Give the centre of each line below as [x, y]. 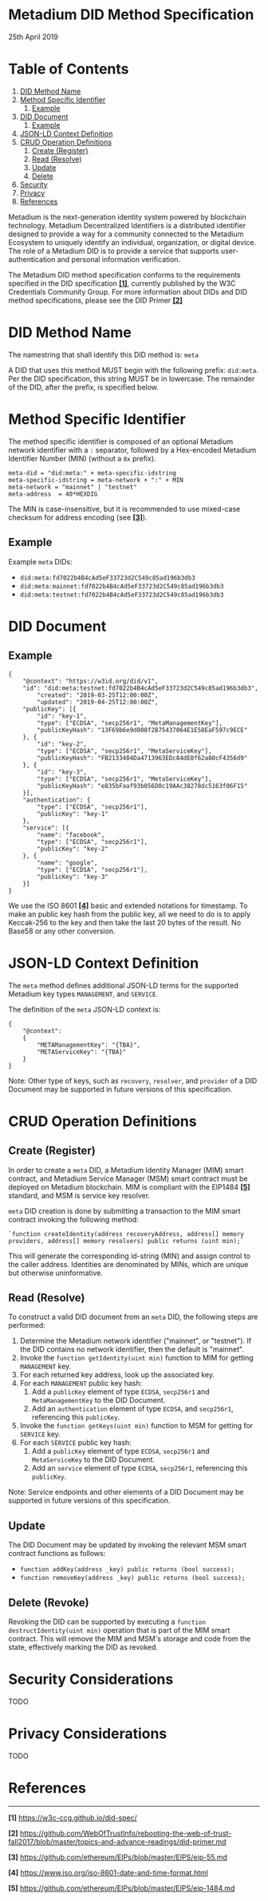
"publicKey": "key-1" [73, 814]
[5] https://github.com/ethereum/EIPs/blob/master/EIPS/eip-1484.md [122, 1888]
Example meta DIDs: [41, 561]
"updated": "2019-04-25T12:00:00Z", [98, 702]
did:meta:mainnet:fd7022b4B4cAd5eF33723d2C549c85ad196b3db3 [122, 586]
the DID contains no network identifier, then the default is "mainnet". [132, 1349]
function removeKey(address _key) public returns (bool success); [132, 1578]
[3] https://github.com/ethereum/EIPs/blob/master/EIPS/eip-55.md [118, 1857]
